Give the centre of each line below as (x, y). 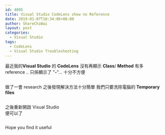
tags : (11, 42)
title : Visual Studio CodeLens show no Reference (57, 14)
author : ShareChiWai (27, 23)
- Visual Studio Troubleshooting (44, 51)
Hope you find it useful (28, 127)
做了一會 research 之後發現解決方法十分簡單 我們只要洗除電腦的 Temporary (82, 87)
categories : (17, 33)
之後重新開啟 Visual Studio (32, 107)
